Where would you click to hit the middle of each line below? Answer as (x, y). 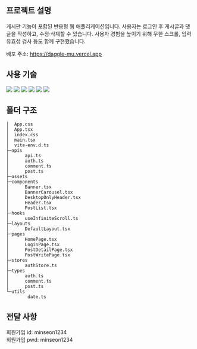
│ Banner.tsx (29, 187)
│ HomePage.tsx (32, 240)
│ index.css (22, 135)
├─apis (14, 151)
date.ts (37, 297)
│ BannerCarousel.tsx (40, 192)
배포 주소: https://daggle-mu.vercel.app (54, 54)
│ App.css (20, 124)
